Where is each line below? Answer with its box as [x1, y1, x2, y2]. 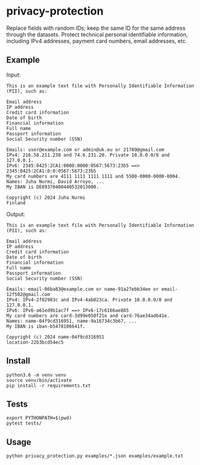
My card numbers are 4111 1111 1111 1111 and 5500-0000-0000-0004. [6, 173, 181, 179]
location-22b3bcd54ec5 [6, 339, 64, 345]
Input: [6, 71, 21, 78]
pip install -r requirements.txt [6, 382, 91, 388]
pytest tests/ [6, 421, 43, 427]
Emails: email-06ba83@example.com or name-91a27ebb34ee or [6, 286, 159, 292]
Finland [6, 199, 26, 206]
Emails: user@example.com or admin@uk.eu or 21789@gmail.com [6, 146, 165, 153]
